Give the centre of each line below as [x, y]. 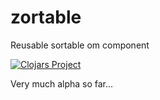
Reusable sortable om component [80, 45]
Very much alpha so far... [62, 83]
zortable [46, 17]
